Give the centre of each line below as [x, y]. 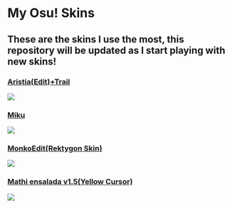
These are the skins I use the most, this [96, 39]
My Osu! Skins [51, 13]
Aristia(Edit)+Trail [39, 82]
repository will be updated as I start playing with [116, 50]
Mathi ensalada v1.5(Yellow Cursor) [70, 182]
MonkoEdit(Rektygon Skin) [55, 148]
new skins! [32, 61]
